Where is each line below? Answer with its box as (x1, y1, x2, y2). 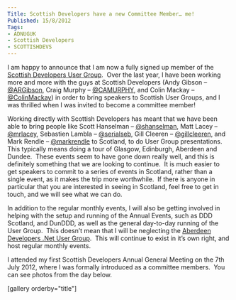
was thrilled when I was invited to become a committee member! (7, 101, 196, 109)
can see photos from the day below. (7, 271, 112, 279)
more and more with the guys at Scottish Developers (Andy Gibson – (7, 78, 208, 86)
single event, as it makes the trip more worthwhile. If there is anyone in (7, 175, 215, 183)
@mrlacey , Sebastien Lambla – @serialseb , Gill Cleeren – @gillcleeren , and (7, 129, 226, 138)
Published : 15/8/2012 (7, 17, 72, 24)
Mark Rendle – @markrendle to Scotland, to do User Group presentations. (7, 137, 223, 146)
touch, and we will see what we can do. (7, 190, 123, 198)
